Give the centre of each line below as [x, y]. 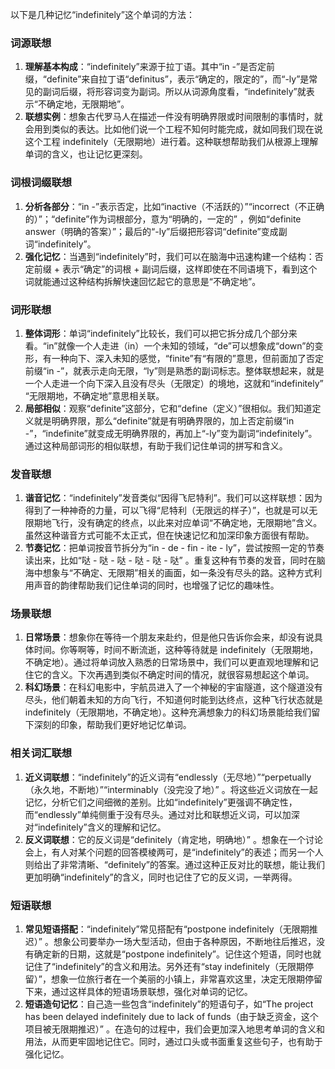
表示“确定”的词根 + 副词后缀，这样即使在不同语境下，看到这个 [189, 269]
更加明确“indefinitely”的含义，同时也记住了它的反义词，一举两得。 [161, 877]
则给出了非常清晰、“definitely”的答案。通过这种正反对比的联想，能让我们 [175, 864]
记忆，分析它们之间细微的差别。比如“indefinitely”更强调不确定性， [161, 802]
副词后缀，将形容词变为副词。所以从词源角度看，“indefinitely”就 [174, 92]
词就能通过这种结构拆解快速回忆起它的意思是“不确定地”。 [143, 281]
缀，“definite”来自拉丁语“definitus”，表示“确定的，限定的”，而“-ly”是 [167, 79]
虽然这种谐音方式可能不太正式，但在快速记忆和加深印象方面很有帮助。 [169, 535]
